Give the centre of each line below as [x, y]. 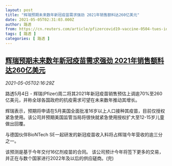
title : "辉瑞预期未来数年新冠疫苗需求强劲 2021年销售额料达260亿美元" [72, 15]
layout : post [19, 10]
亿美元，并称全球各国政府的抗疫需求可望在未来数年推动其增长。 [72, 100]
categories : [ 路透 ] [28, 39]
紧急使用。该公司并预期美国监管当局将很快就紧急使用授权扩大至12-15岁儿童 [85, 117]
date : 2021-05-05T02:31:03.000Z [40, 19]
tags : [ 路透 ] [21, 34]
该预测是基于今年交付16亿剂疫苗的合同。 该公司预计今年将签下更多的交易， [84, 152]
